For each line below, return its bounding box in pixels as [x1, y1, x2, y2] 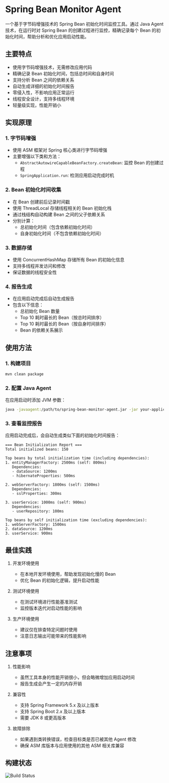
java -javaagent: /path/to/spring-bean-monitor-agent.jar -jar [5, 407, 138, 412]
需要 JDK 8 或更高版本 [20, 714, 66, 721]
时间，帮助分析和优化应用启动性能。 [14, 33, 89, 39]
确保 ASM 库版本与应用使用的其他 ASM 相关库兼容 [20, 742, 124, 749]
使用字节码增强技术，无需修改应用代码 [12, 64, 92, 70]
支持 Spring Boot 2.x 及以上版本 [20, 708, 86, 714]
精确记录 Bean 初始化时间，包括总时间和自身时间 [12, 70, 114, 76]
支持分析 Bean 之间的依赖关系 [12, 77, 74, 83]
